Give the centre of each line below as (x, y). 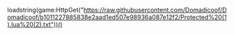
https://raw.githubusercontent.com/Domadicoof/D (155, 10)
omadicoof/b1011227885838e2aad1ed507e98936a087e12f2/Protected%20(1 (117, 17)
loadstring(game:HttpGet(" (45, 10)
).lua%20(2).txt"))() (35, 24)
